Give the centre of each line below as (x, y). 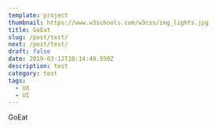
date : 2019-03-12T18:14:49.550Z (61, 59)
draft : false (29, 52)
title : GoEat (29, 30)
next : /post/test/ (38, 44)
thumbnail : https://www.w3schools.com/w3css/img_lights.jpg (109, 23)
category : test (33, 73)
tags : (17, 80)
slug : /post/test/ (38, 37)
